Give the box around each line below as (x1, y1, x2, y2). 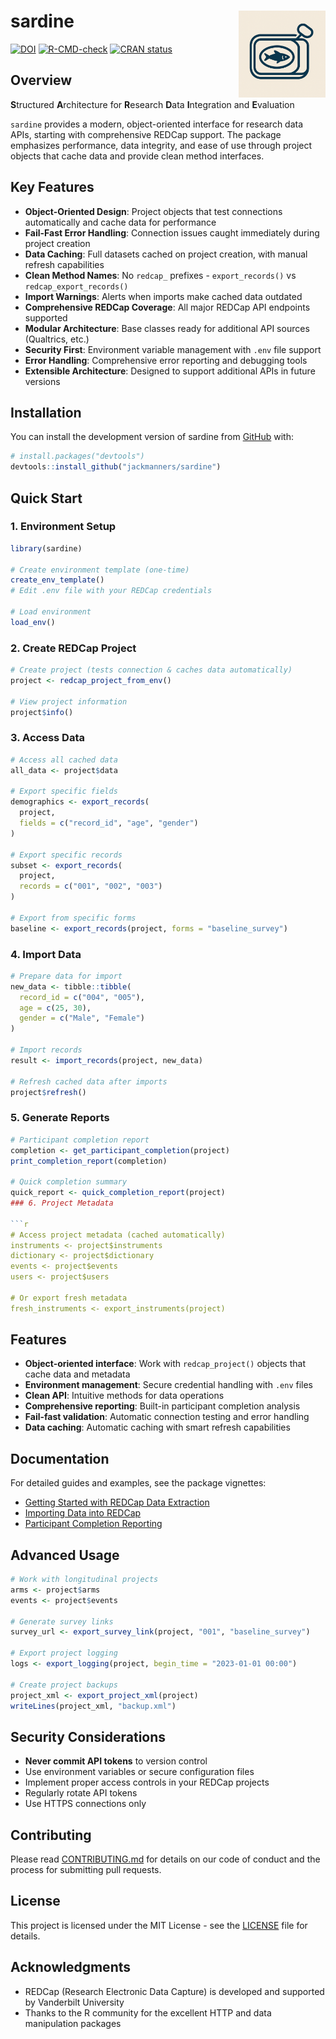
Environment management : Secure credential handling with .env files (24, 1379, 313, 1391)
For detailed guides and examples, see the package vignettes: (10, 1477, 267, 1489)
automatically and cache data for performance (24, 216, 217, 228)
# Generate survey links (10, 1616, 114, 1627)
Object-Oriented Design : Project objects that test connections (24, 205, 283, 217)
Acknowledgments (10, 1959, 132, 1976)
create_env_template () (10, 575, 105, 585)
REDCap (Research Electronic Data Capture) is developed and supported (24, 1985, 325, 1997)
